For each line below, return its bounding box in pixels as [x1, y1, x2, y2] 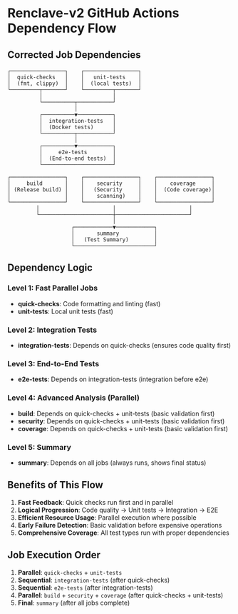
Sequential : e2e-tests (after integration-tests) [17, 583, 153, 592]
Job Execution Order [7, 549, 101, 561]
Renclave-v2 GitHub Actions [7, 5, 180, 21]
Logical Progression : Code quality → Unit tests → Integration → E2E [17, 505, 219, 514]
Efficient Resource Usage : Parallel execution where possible [17, 513, 197, 522]
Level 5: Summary [7, 442, 71, 452]
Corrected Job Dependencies [7, 49, 141, 61]
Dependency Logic [7, 262, 93, 274]
